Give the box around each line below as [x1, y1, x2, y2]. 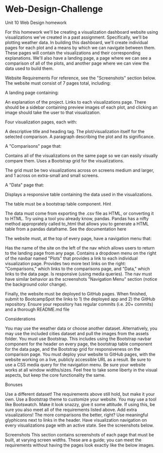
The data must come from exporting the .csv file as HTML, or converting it [5, 210, 154, 216]
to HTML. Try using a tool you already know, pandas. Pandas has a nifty [5, 215, 149, 221]
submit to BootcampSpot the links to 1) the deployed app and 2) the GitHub [5, 296, 156, 302]
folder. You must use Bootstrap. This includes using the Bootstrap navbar [5, 336, 152, 341]
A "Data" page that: [5, 182, 44, 188]
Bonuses [5, 382, 23, 387]
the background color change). [5, 281, 67, 287]
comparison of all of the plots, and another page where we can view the [5, 60, 149, 66]
